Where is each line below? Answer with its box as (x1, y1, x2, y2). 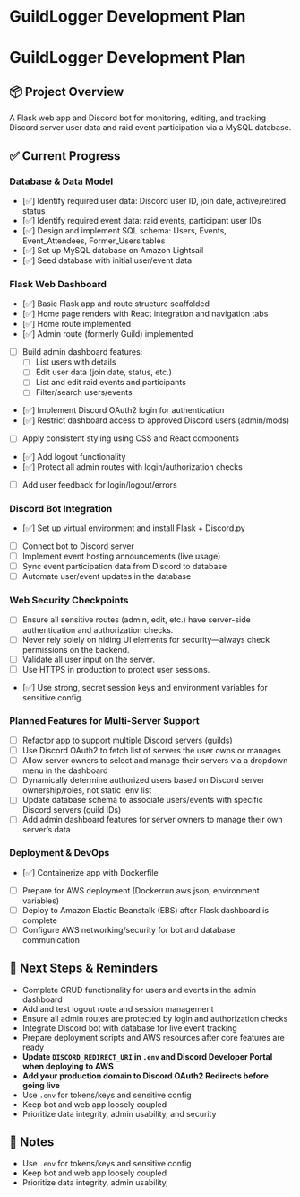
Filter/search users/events (35, 387, 133, 398)
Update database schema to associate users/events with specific (21, 795, 264, 805)
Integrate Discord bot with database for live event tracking (21, 1022, 237, 1034)
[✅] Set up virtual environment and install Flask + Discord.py (21, 523, 246, 533)
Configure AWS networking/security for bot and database (21, 924, 236, 935)
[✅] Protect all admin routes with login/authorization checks (21, 461, 244, 472)
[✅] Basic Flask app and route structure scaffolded (21, 298, 210, 309)
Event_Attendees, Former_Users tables (21, 235, 166, 246)
